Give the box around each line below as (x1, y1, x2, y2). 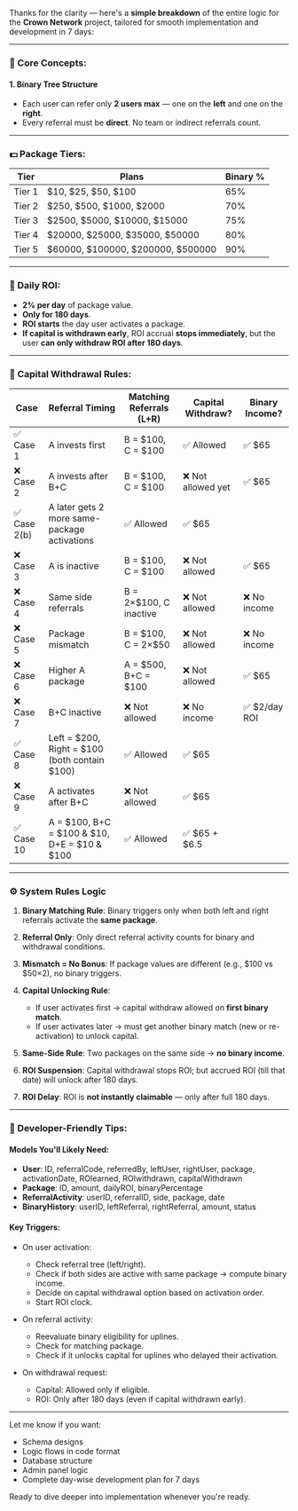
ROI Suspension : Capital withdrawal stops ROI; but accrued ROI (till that (21, 1065, 286, 1076)
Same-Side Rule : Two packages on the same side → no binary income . (21, 1048, 286, 1058)
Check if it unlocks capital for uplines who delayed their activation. (35, 1350, 279, 1360)
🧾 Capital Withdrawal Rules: (9, 367, 132, 380)
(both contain (48, 754, 105, 767)
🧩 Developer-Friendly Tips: (9, 1122, 128, 1135)
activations (48, 534, 95, 547)
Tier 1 (13, 185, 39, 198)
